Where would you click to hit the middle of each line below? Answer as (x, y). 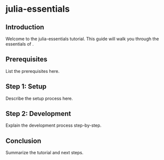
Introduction (25, 27)
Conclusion (23, 141)
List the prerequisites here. (33, 71)
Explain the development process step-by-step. (54, 125)
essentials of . (20, 44)
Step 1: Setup (26, 87)
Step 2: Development (38, 114)
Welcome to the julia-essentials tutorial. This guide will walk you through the (82, 39)
